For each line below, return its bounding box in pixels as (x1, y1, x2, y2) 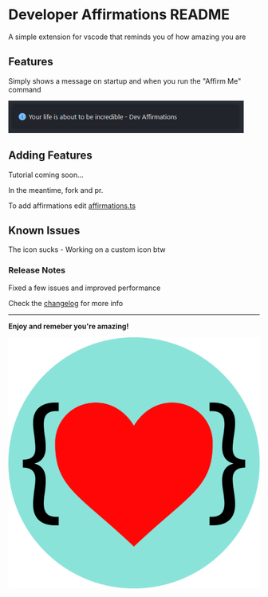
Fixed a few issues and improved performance (8, 283, 161, 293)
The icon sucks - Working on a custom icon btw (8, 245, 166, 254)
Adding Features (8, 149, 93, 163)
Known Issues (8, 223, 81, 237)
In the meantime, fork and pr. (8, 185, 104, 194)
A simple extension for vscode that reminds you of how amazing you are (8, 32, 246, 41)
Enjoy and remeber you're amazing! (8, 321, 129, 331)
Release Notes (8, 265, 66, 276)
